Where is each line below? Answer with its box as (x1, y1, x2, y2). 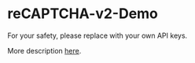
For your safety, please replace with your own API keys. (7, 31, 188, 40)
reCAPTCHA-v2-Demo (7, 5, 159, 23)
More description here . (7, 46, 82, 55)
